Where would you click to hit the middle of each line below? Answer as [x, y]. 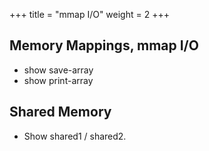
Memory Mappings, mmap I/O [104, 45]
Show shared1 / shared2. [75, 136]
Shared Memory [60, 112]
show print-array [58, 80]
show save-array [58, 70]
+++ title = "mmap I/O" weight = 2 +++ [89, 14]
